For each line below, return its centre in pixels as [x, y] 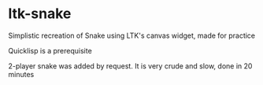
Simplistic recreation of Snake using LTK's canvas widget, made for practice [132, 35]
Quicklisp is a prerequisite [50, 50]
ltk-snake [40, 14]
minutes [21, 74]
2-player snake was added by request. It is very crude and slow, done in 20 [130, 66]
